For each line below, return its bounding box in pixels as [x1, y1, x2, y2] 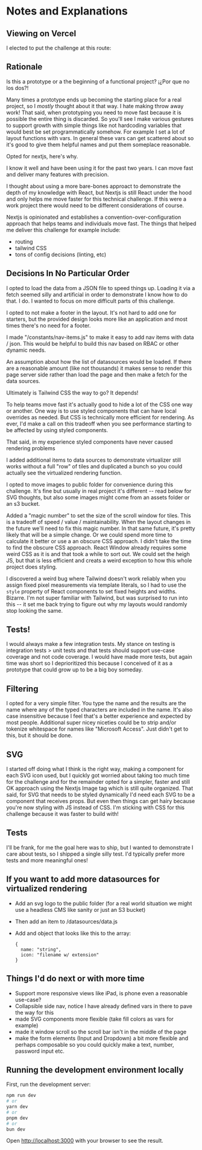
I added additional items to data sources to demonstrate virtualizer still [6, 456, 181, 464]
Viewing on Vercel [6, 28, 77, 39]
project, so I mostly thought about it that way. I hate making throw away [6, 102, 184, 109]
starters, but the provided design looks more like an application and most [6, 315, 188, 323]
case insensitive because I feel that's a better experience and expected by [6, 712, 191, 720]
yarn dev [6, 1104, 28, 1110]
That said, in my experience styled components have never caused [6, 438, 173, 445]
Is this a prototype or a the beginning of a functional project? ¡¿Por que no [6, 77, 190, 85]
